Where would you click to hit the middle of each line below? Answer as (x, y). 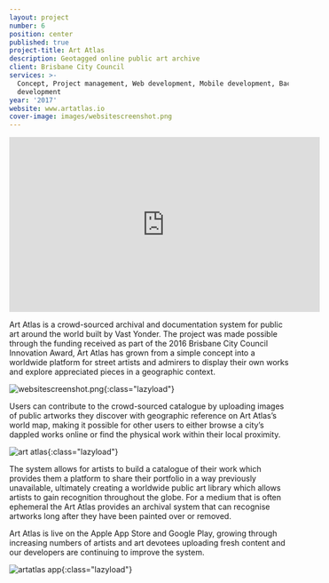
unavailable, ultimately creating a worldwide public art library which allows (145, 488)
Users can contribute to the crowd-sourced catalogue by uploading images (147, 406)
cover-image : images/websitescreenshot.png (91, 116)
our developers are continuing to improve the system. (107, 553)
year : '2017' (33, 100)
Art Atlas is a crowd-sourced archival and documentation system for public (146, 324)
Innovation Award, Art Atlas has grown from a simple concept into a (132, 353)
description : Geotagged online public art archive (105, 59)
